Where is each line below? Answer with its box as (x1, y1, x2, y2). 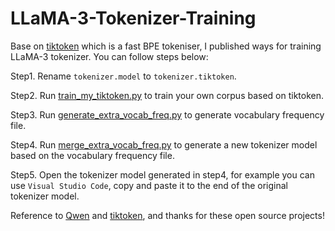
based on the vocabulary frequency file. (10, 149, 175, 161)
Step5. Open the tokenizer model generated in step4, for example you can (10, 168, 315, 181)
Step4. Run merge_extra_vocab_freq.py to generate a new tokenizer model (10, 138, 318, 151)
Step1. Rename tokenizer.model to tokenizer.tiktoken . (10, 70, 237, 82)
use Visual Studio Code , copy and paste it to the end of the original (10, 179, 289, 191)
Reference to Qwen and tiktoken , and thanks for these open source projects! (10, 209, 325, 221)
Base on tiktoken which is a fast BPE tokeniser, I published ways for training (10, 40, 322, 52)
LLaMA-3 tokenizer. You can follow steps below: (10, 50, 209, 62)
